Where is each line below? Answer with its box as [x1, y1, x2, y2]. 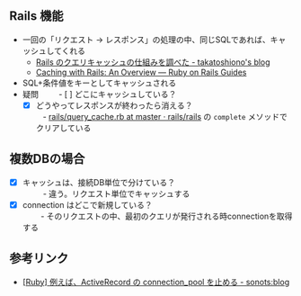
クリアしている [35, 122, 92, 133]
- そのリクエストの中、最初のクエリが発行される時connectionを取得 [40, 211, 293, 221]
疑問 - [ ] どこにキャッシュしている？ [22, 88, 177, 99]
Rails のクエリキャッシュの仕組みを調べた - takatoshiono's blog [35, 57, 271, 67]
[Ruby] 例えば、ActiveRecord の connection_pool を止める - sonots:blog [22, 276, 290, 287]
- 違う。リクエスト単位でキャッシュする [42, 188, 190, 199]
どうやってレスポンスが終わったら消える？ [35, 100, 193, 111]
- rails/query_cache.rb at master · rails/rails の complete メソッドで [42, 111, 288, 121]
